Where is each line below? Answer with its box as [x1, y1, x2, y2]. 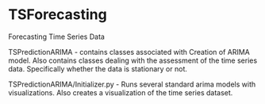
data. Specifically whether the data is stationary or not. [8, 64, 188, 73]
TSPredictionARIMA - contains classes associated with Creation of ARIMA [8, 47, 250, 56]
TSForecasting [8, 6, 107, 24]
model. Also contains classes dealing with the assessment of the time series [8, 56, 258, 65]
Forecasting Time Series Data [8, 32, 106, 41]
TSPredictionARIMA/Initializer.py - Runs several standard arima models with [8, 79, 256, 89]
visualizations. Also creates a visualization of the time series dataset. [8, 87, 233, 97]
